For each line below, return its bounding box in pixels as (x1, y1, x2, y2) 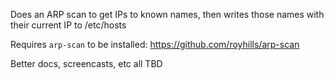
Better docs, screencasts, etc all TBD (10, 58, 163, 69)
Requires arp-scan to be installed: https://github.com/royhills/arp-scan (10, 39, 300, 50)
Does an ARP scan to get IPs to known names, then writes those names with (10, 9, 325, 20)
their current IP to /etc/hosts (10, 19, 127, 31)
